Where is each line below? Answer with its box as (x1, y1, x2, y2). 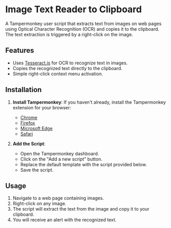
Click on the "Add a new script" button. (20, 156, 103, 162)
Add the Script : (12, 141, 46, 147)
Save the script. (20, 167, 54, 173)
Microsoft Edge (20, 125, 53, 131)
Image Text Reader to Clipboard (5, 4, 142, 15)
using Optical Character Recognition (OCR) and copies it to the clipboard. (5, 26, 160, 32)
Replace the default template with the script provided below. (20, 161, 147, 167)
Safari (20, 130, 33, 136)
